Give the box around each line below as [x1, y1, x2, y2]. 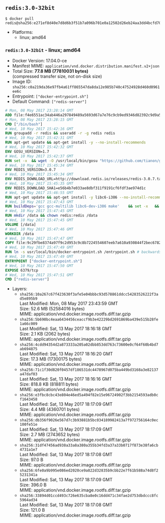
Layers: [12, 286, 27, 292]
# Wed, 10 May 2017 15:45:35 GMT [5, 181, 74, 186]
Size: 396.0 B [19, 482, 47, 488]
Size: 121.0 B [19, 507, 45, 513]
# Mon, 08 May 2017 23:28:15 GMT [5, 117, 74, 122]
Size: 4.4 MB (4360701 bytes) [19, 407, 80, 413]
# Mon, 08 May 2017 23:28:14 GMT [5, 108, 74, 113]
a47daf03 [19, 372, 38, 377]
